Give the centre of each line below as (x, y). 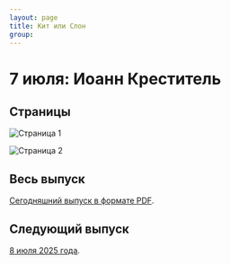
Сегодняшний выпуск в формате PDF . (82, 201)
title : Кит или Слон (48, 26)
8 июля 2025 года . (45, 251)
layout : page (34, 18)
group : (22, 34)
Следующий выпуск (70, 229)
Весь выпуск (47, 179)
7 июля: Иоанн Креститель (115, 79)
